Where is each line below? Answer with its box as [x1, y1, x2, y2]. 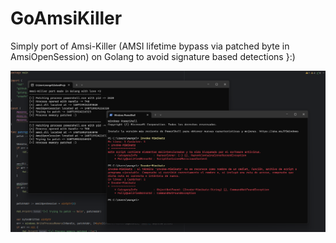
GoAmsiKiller [10, 7, 123, 30]
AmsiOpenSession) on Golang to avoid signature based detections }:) [10, 50, 296, 62]
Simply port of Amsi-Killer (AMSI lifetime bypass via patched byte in [10, 40, 290, 52]
